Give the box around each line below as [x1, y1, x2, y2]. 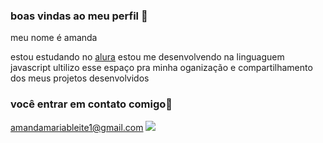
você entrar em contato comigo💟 [10, 97, 173, 111]
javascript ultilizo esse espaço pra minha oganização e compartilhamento [10, 62, 313, 74]
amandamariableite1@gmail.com [10, 121, 144, 133]
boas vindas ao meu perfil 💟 [10, 9, 148, 23]
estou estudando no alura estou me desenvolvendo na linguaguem [10, 51, 285, 63]
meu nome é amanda [10, 32, 98, 44]
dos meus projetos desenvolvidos [10, 72, 150, 84]
